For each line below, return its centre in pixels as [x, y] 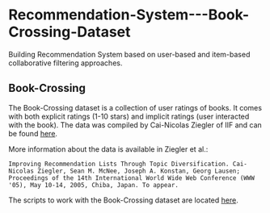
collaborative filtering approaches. [65, 63]
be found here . [33, 133]
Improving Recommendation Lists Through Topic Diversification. [119, 164]
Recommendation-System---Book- [129, 15]
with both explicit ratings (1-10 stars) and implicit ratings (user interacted [129, 116]
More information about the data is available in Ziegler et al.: [108, 149]
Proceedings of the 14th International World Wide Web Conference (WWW [131, 178]
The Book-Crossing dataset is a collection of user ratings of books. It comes [135, 107]
